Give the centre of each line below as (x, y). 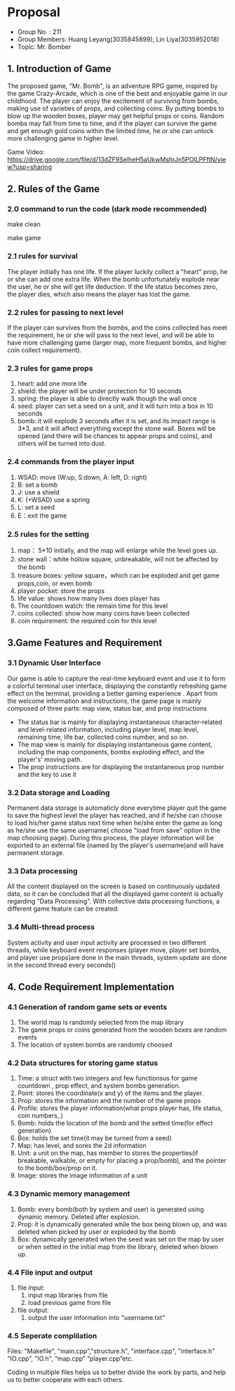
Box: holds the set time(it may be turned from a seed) (94, 1138)
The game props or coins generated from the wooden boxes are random (122, 1030)
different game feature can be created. (63, 909)
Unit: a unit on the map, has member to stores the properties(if (108, 1153)
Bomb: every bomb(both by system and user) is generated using (111, 1209)
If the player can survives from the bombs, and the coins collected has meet (117, 328)
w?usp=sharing (30, 167)
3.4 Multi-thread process (51, 927)
